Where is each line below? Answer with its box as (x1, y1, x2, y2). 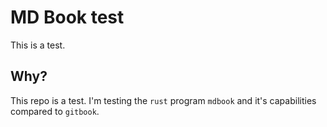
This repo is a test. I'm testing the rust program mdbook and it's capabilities (10, 94, 317, 106)
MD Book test (10, 6, 125, 29)
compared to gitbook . (10, 105, 100, 117)
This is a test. (10, 39, 66, 51)
